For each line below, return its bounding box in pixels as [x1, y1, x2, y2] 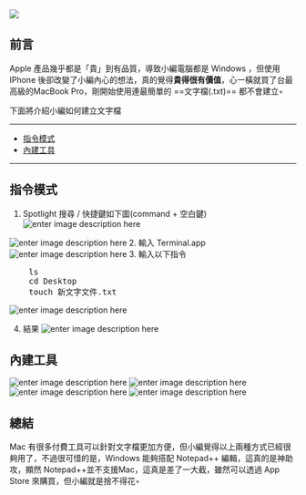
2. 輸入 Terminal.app [128, 237, 207, 248]
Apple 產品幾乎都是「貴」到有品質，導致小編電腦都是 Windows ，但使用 [9, 63, 280, 74]
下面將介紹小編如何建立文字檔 [9, 105, 121, 116]
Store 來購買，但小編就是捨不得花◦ [9, 476, 140, 487]
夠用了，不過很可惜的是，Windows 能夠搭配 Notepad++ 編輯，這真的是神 [9, 453, 286, 464]
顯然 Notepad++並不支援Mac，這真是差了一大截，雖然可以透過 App [25, 464, 280, 475]
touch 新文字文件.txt [28, 286, 117, 297]
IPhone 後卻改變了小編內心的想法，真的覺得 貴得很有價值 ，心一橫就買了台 [9, 74, 285, 85]
